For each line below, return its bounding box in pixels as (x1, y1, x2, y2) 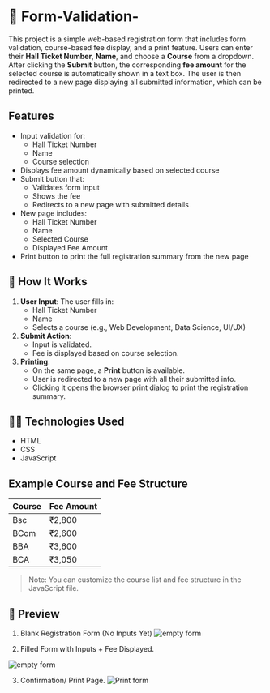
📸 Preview (8, 607, 60, 621)
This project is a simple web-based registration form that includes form (8, 34, 246, 44)
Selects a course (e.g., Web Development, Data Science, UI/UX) (32, 322, 246, 332)
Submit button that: (19, 173, 85, 183)
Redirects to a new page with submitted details (32, 199, 189, 209)
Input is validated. (32, 340, 92, 349)
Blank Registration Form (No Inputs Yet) (19, 628, 152, 638)
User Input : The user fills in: (19, 296, 114, 306)
